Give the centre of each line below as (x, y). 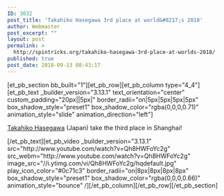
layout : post (26, 39)
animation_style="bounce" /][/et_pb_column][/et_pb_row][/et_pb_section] (113, 185)
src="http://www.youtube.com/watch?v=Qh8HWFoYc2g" (89, 148)
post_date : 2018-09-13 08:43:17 (54, 65)
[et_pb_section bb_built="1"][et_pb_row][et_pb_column (86, 84)
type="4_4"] (183, 84)
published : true (31, 59)
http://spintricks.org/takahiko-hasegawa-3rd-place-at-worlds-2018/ (114, 53)
